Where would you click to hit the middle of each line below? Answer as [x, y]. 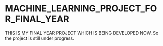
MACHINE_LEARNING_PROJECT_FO [81, 9]
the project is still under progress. [40, 38]
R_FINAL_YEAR [37, 19]
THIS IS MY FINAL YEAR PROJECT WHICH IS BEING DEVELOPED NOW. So [82, 33]
